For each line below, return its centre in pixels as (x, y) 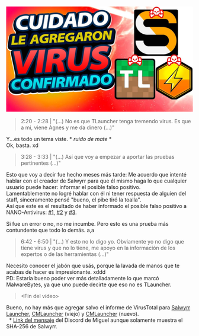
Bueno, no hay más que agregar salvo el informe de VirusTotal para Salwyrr (98, 307)
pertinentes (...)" (41, 163)
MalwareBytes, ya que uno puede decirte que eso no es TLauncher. (89, 284)
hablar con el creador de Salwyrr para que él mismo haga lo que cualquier (97, 181)
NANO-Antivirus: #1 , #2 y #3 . (41, 212)
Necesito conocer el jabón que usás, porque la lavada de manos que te (93, 265)
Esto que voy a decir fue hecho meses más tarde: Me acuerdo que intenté (96, 174)
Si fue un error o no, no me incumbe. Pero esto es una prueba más (87, 223)
